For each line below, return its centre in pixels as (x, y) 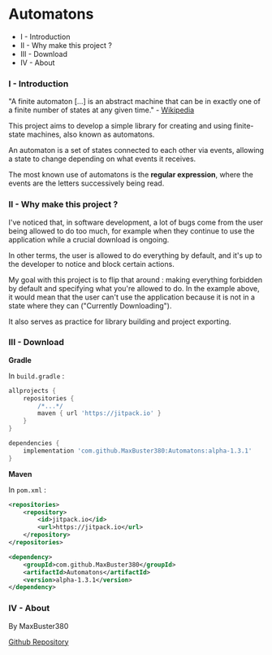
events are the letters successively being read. (86, 183)
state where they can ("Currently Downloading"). (90, 305)
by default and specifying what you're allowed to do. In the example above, (134, 288)
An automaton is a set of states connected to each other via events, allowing (136, 151)
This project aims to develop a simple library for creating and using (120, 126)
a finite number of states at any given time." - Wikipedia (101, 110)
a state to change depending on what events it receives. (102, 159)
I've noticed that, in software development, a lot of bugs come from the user (136, 222)
